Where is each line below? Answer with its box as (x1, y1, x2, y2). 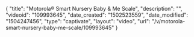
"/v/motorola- (151, 18, 186, 24)
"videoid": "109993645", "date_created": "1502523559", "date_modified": (5, 11, 188, 18)
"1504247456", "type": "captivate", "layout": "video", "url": (5, 18, 151, 24)
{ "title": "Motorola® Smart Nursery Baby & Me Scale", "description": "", (5, 5, 183, 12)
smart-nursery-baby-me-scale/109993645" (5, 24, 114, 31)
